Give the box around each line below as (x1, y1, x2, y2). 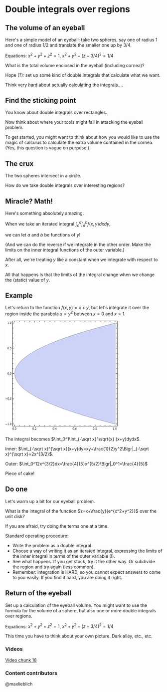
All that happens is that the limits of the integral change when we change (5, 272, 155, 278)
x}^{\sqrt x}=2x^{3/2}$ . (5, 451, 54, 457)
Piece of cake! (5, 471, 35, 477)
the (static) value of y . (5, 277, 50, 283)
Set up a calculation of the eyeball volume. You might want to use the (5, 602, 147, 608)
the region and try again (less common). (12, 564, 95, 570)
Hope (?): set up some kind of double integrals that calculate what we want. (5, 72, 161, 78)
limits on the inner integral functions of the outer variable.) (5, 247, 125, 253)
